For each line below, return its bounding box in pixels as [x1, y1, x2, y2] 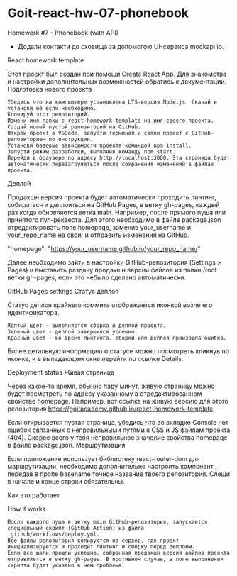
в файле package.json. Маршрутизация [7, 441, 126, 449]
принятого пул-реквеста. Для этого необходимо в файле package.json [7, 215, 221, 224]
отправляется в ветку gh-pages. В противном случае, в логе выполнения [7, 555, 224, 563]
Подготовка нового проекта [7, 84, 92, 93]
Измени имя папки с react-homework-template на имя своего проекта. [7, 117, 214, 124]
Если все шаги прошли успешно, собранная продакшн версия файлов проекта [7, 549, 231, 556]
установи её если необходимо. [7, 104, 97, 111]
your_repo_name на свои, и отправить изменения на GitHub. [7, 231, 189, 239]
